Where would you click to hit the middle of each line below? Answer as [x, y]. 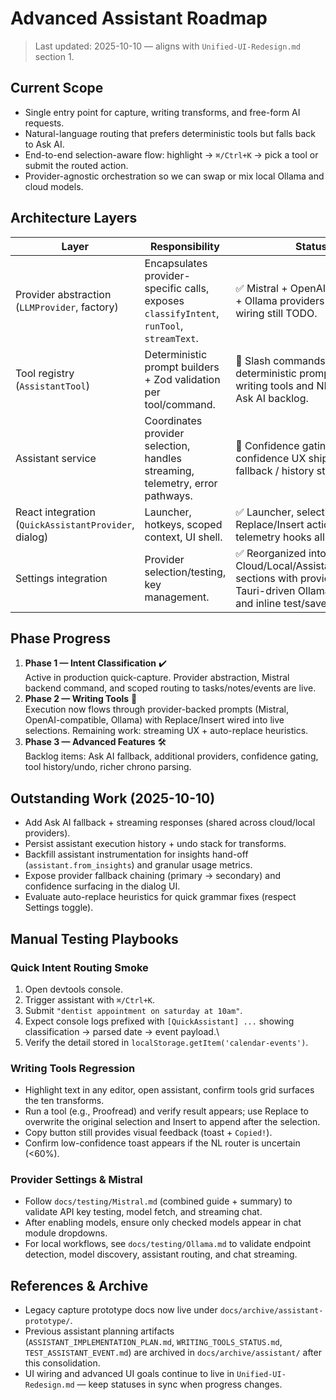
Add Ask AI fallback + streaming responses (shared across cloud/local [170, 823]
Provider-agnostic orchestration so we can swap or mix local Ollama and [174, 176]
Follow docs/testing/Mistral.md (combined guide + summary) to [158, 1201]
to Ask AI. [44, 144]
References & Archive [79, 1285]
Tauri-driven [265, 590]
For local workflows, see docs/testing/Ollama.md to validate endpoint [168, 1244]
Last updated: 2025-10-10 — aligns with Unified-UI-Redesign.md [167, 46]
